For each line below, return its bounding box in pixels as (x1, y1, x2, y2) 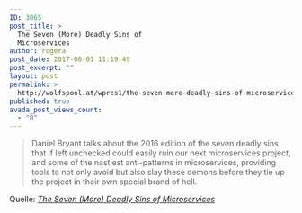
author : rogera (9, 47, 67, 56)
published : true (9, 96, 70, 106)
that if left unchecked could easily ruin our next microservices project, (31, 147, 291, 158)
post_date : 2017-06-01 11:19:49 (9, 55, 130, 64)
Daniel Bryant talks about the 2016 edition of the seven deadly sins (31, 138, 279, 149)
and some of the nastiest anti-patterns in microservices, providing (31, 157, 277, 168)
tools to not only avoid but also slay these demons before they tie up (31, 167, 285, 178)
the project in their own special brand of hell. (31, 176, 198, 187)
